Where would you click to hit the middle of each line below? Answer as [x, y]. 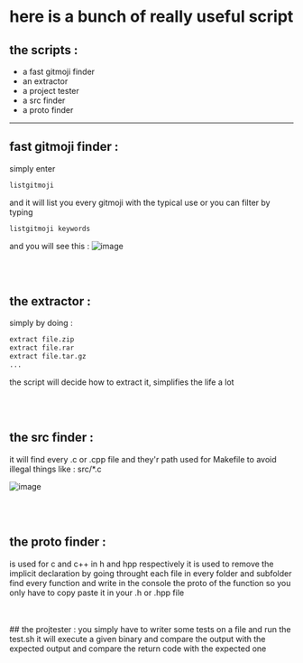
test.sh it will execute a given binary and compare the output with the [138, 639]
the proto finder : [58, 542]
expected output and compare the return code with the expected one [138, 649]
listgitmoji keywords [50, 229]
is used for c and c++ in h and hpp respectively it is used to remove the [142, 564]
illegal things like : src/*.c [55, 469]
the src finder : [52, 438]
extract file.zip [42, 340]
